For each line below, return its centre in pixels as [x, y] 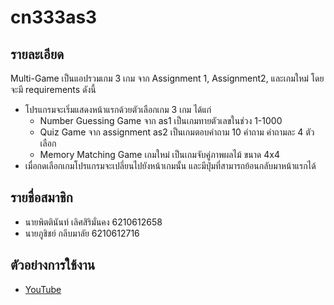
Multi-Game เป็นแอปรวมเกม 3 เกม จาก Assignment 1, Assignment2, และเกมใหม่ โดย [167, 78]
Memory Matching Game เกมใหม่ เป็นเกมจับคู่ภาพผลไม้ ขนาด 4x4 [159, 154]
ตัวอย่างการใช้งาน [53, 265]
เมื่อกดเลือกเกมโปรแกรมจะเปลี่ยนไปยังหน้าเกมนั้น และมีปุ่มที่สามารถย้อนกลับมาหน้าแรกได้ [170, 165]
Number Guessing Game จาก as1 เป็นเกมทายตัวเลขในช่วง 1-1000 [161, 120]
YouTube [43, 289]
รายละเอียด [37, 54]
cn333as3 [54, 17]
